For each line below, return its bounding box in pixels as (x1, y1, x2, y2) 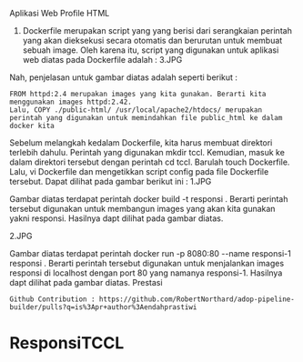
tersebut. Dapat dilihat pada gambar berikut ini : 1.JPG (9, 176, 212, 186)
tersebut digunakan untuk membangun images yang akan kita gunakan (9, 204, 276, 214)
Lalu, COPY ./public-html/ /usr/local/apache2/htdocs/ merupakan (9, 106, 262, 115)
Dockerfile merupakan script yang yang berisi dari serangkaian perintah (22, 25, 293, 35)
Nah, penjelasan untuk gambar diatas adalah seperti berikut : (9, 72, 238, 83)
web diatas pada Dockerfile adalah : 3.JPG (22, 55, 183, 65)
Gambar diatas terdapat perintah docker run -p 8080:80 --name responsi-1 (9, 248, 291, 258)
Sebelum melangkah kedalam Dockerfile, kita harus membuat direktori (9, 137, 273, 148)
